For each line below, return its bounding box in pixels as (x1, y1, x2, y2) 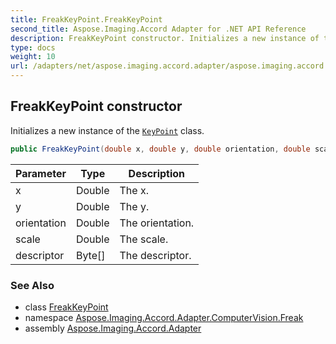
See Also (10, 278, 55, 292)
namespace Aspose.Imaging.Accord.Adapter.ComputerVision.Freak (24, 311, 304, 323)
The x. (119, 183, 149, 197)
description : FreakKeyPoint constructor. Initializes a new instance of (10, 33, 320, 43)
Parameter (15, 166, 67, 180)
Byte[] (75, 248, 106, 262)
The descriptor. (119, 248, 192, 262)
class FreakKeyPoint (24, 301, 109, 313)
